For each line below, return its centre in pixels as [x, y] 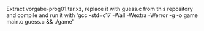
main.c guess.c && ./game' [40, 22]
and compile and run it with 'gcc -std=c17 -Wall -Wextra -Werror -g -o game [102, 15]
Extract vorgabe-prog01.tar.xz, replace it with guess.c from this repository [100, 9]
